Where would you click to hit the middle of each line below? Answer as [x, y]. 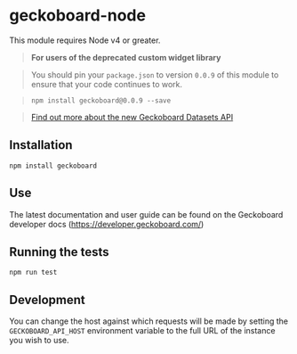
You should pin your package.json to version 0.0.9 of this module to [155, 74]
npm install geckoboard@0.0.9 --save [101, 100]
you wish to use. [39, 341]
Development [48, 300]
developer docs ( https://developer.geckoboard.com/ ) [107, 224]
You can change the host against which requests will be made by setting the [149, 321]
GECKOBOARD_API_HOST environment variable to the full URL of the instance [142, 331]
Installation [41, 145]
